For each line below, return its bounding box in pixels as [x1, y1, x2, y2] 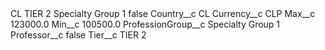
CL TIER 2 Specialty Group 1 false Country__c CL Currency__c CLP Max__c [10, 8, 316, 19]
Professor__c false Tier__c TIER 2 [10, 29, 147, 41]
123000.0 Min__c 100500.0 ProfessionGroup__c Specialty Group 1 [10, 18, 281, 30]
